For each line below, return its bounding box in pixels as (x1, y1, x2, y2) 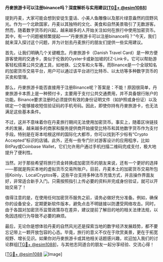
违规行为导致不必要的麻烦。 (13, 213, 69, 219)
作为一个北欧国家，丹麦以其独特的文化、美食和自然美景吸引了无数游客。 (13, 21, 158, 27)
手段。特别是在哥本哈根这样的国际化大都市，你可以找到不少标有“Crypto (5, 131, 148, 137)
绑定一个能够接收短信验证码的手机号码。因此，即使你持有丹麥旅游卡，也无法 (5, 103, 158, 109)
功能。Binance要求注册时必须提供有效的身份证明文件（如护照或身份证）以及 (5, 97, 158, 102)
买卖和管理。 (5, 74, 31, 80)
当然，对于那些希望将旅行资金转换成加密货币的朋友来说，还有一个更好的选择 (5, 160, 158, 166)
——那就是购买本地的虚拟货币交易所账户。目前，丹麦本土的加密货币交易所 (5, 166, 154, 172)
